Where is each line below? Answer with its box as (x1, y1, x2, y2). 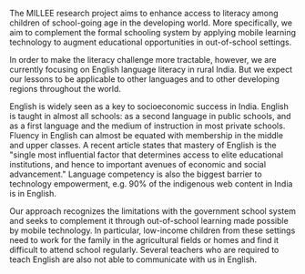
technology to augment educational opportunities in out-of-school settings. (9, 36, 292, 47)
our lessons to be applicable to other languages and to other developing (9, 74, 280, 85)
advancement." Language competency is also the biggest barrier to (9, 168, 262, 179)
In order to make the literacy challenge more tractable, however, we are (9, 55, 277, 65)
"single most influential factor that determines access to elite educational (9, 149, 284, 160)
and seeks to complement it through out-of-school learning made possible (9, 216, 289, 226)
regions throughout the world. (9, 84, 121, 94)
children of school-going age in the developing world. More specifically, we (9, 17, 293, 28)
